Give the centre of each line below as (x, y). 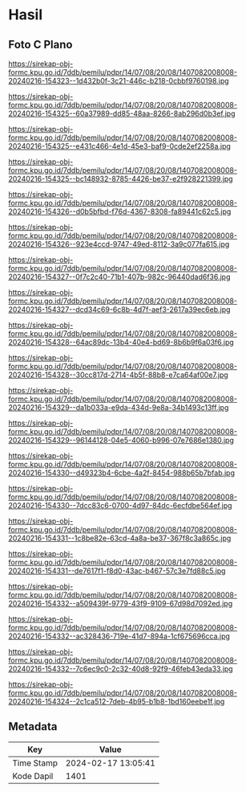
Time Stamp (35, 763)
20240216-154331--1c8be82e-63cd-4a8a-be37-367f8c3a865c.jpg (120, 538)
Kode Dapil (33, 776)
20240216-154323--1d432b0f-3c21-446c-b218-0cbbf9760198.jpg (119, 81)
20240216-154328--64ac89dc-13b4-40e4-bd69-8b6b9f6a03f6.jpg (121, 342)
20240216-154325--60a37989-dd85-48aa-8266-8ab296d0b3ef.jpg (122, 113)
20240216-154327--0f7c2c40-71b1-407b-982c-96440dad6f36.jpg (119, 277)
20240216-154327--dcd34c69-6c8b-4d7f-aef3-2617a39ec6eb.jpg (119, 310)
